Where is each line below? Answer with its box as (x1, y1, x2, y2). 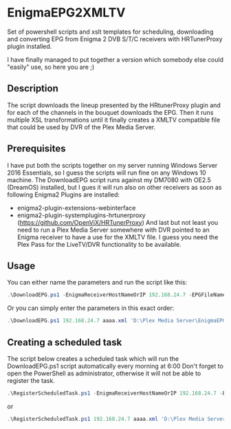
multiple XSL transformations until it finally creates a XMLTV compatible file (7, 115, 221, 124)
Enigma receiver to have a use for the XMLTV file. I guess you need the (16, 232, 219, 241)
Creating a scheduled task (7, 336, 122, 348)
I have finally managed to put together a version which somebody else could (7, 55, 224, 63)
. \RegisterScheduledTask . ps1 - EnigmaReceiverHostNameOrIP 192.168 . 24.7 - (7, 390, 223, 397)
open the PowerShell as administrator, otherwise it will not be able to (7, 369, 201, 377)
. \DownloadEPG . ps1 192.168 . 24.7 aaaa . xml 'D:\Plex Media (7, 318, 174, 324)
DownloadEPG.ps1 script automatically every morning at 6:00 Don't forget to (7, 362, 223, 370)
